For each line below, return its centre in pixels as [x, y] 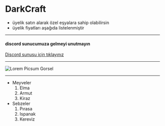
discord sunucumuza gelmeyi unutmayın [48, 44]
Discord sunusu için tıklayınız [34, 54]
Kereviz [27, 119]
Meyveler [22, 83]
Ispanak [27, 114]
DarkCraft [26, 9]
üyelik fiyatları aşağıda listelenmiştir [48, 27]
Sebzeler [21, 103]
